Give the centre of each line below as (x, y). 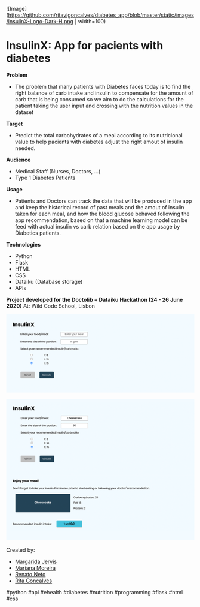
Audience (19, 160)
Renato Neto (30, 575)
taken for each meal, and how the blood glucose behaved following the (102, 214)
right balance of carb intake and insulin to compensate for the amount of (104, 93)
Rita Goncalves (33, 581)
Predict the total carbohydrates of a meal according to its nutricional (99, 135)
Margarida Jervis (36, 562)
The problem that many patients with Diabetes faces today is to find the (103, 86)
